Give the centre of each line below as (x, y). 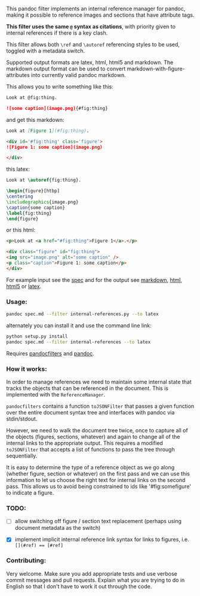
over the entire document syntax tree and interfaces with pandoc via (90, 412)
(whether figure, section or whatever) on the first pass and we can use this (98, 474)
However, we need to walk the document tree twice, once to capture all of (97, 430)
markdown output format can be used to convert (66, 69)
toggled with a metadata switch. (46, 51)
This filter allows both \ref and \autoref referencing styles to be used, (93, 44)
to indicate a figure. (30, 493)
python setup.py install (37, 336)
